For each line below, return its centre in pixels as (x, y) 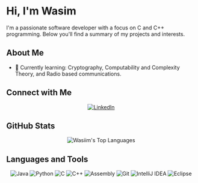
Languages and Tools (47, 159)
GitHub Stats (31, 126)
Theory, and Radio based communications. (68, 74)
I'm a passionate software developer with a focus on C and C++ (85, 28)
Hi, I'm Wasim (41, 11)
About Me (25, 53)
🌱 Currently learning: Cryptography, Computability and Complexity (97, 67)
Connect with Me (39, 93)
